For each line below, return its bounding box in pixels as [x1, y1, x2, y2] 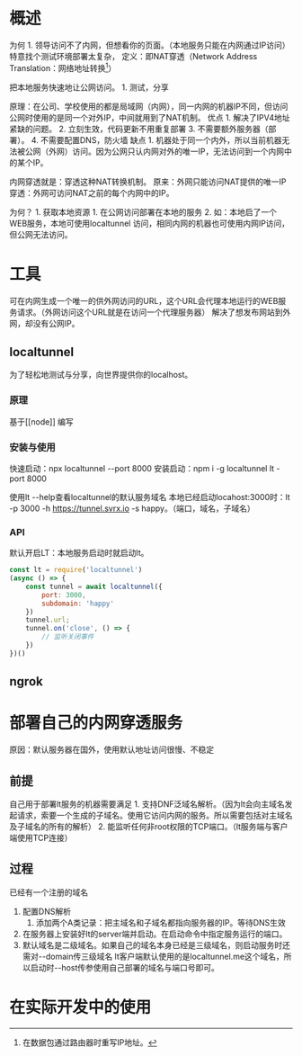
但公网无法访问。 [9, 228, 73, 239]
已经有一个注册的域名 [9, 887, 88, 898]
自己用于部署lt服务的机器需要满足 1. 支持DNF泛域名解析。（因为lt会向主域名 [9, 799, 285, 810]
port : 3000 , [41, 590, 87, 599]
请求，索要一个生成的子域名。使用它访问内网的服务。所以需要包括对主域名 [16, 810, 293, 820]
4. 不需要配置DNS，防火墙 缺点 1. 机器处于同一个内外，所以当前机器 [31, 134, 282, 145]
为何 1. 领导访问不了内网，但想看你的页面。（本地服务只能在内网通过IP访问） [9, 40, 290, 50]
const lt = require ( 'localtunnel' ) [9, 566, 143, 575]
